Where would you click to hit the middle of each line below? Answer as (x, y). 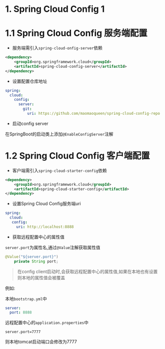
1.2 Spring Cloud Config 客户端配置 (78, 156)
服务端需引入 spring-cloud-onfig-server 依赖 (57, 48)
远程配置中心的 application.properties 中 (47, 323)
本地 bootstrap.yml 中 (26, 299)
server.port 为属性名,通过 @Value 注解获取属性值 (53, 247)
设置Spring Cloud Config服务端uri (46, 204)
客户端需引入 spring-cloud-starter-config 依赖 (60, 170)
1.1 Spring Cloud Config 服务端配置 (76, 33)
